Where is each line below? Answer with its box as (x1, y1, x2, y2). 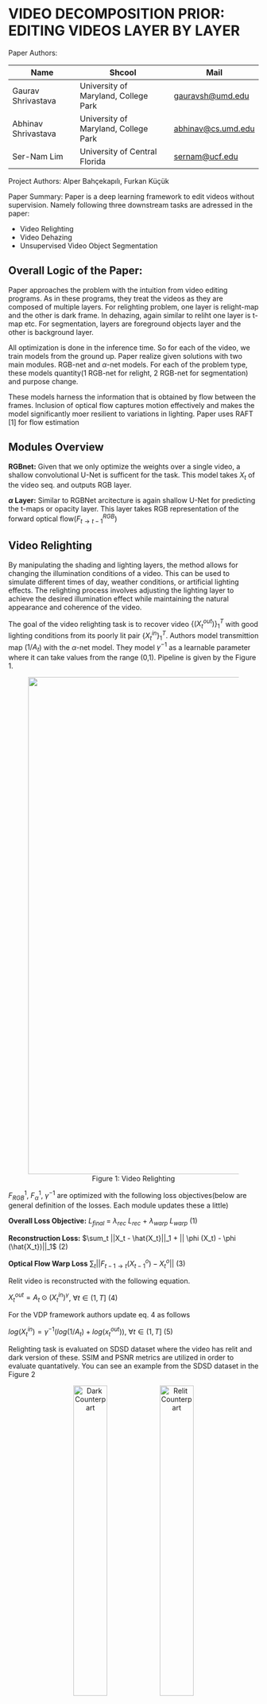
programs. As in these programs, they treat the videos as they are (8, 294, 224, 303)
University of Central (79, 146, 157, 157)
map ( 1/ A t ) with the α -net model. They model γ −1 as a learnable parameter (8, 641, 251, 653)
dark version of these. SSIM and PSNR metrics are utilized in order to (8, 1352, 234, 1362)
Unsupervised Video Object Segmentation (19, 240, 158, 251)
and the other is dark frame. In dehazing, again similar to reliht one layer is (8, 310, 251, 320)
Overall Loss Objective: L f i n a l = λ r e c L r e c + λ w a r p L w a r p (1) (8, 1216, 198, 1227)
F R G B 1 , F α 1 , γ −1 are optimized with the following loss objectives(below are (8, 1189, 247, 1202)
